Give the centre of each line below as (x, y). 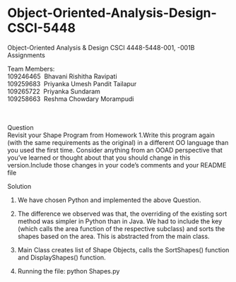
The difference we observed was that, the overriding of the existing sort (122, 213)
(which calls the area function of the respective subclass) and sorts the (121, 228)
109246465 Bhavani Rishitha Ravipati (63, 76)
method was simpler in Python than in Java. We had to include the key (120, 221)
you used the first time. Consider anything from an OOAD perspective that (115, 150)
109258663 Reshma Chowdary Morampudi (71, 99)
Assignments (26, 55)
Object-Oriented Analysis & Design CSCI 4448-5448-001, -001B (101, 47)
